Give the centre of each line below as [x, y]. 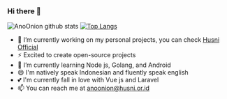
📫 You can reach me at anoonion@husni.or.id [83, 88]
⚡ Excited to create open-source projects [76, 55]
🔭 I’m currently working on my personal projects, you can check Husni [118, 40]
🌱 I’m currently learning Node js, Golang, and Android [94, 65]
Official [28, 47]
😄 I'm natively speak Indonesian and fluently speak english [103, 73]
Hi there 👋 [24, 11]
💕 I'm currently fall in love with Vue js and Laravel [88, 80]
